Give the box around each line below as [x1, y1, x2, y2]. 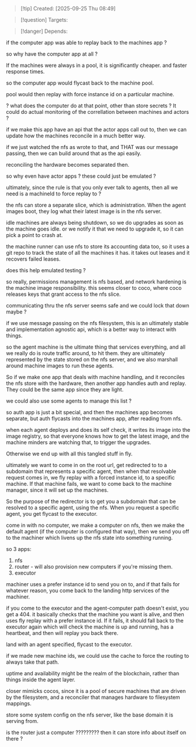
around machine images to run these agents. [6, 362, 114, 369]
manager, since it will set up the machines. [6, 486, 109, 494]
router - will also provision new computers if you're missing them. [14, 563, 173, 570]
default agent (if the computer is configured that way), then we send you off [6, 528, 190, 535]
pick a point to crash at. [6, 232, 63, 238]
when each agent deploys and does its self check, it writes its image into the [6, 427, 191, 433]
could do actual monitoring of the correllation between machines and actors [6, 109, 189, 115]
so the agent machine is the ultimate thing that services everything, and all [6, 343, 186, 350]
